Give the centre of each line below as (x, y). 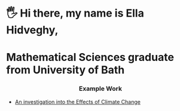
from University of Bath (65, 70)
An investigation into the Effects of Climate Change (77, 101)
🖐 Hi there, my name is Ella (75, 13)
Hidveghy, (32, 30)
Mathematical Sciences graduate (90, 58)
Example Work (100, 89)
